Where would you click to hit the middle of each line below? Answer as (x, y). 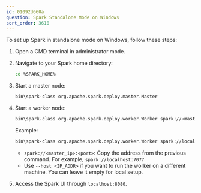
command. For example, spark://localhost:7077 (84, 159)
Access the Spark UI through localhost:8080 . (71, 183)
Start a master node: (40, 86)
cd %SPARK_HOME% (35, 74)
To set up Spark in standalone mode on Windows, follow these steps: (92, 40)
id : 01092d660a (25, 12)
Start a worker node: (40, 108)
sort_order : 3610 (28, 23)
